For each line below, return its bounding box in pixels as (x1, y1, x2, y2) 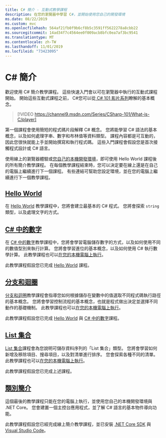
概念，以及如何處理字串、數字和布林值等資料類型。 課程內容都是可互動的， (5, 133, 158, 139)
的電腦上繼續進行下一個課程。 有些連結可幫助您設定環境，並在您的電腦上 (5, 168, 154, 174)
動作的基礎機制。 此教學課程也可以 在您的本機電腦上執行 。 (5, 305, 124, 311)
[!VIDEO (17, 111, 34, 117)
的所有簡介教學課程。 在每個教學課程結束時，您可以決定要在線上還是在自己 (5, 162, 158, 168)
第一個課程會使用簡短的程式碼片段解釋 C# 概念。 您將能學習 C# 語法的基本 (5, 127, 157, 133)
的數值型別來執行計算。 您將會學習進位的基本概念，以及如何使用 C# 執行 (5, 246, 153, 251)
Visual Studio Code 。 (5, 427, 48, 433)
